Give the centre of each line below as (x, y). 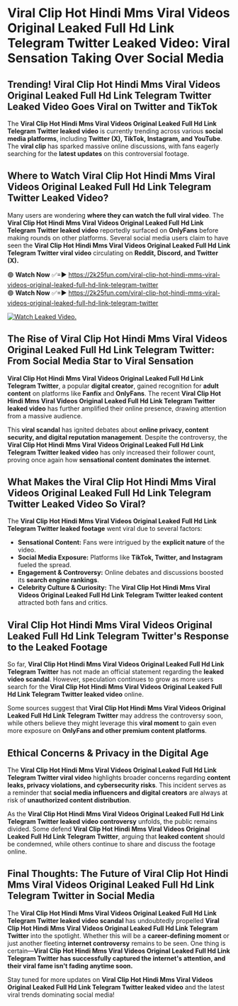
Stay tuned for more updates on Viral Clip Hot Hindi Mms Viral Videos (110, 979)
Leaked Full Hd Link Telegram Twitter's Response (118, 636)
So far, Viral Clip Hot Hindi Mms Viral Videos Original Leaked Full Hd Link (116, 664)
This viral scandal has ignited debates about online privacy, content (108, 430)
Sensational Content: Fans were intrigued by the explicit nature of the (121, 542)
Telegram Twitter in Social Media (81, 896)
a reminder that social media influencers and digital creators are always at (118, 793)
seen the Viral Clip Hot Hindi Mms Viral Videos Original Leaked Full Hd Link (119, 245)
